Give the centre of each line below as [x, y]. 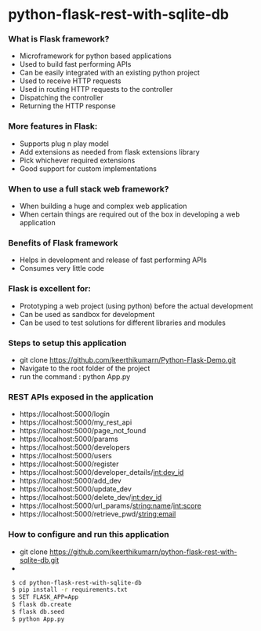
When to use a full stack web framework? [89, 188]
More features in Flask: [53, 126]
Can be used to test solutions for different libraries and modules [122, 323]
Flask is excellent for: [50, 289]
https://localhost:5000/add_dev [70, 481]
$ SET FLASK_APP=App [45, 597]
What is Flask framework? [59, 39]
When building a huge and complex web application [103, 206]
